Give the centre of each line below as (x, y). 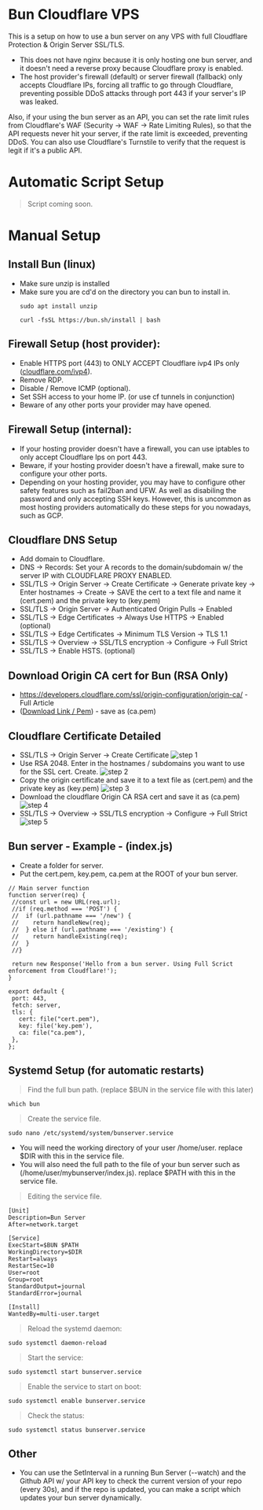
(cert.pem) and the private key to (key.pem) (90, 601)
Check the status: (56, 1415)
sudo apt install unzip (58, 306)
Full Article (37, 703)
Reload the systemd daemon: (75, 1328)
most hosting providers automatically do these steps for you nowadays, (135, 507)
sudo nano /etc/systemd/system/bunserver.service (91, 1133)
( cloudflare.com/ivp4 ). (56, 371)
